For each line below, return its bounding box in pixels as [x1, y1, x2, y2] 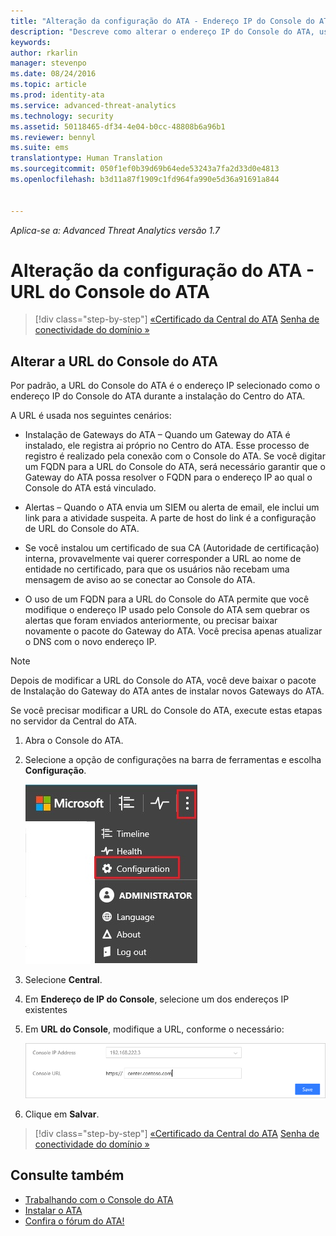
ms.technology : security [10, 111, 114, 121]
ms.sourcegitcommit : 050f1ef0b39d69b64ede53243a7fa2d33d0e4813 [10, 164, 280, 174]
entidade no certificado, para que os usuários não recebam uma [24, 563, 290, 575]
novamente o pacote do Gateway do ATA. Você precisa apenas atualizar [24, 625, 323, 637]
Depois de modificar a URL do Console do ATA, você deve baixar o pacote [10, 675, 317, 687]
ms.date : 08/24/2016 [10, 69, 97, 79]
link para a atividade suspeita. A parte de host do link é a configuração [24, 512, 317, 524]
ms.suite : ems [10, 143, 70, 153]
